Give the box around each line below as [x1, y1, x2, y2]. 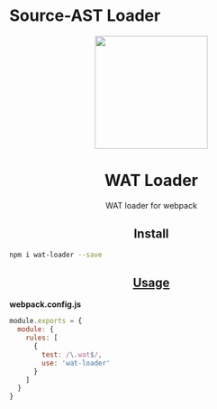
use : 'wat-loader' [41, 358, 111, 367]
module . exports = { [9, 317, 83, 326]
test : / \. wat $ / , [41, 349, 103, 359]
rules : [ [25, 333, 59, 343]
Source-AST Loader [9, 5, 161, 26]
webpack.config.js [9, 299, 82, 310]
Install [133, 227, 169, 242]
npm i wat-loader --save [9, 250, 103, 259]
